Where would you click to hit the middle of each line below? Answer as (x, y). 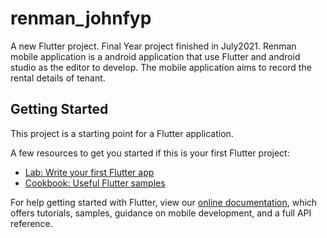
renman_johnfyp (81, 18)
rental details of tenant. (58, 78)
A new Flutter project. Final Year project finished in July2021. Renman (153, 46)
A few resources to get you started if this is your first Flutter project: (150, 153)
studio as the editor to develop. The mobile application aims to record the (161, 67)
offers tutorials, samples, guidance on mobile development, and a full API (161, 213)
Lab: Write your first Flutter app (89, 172)
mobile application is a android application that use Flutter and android (155, 56)
